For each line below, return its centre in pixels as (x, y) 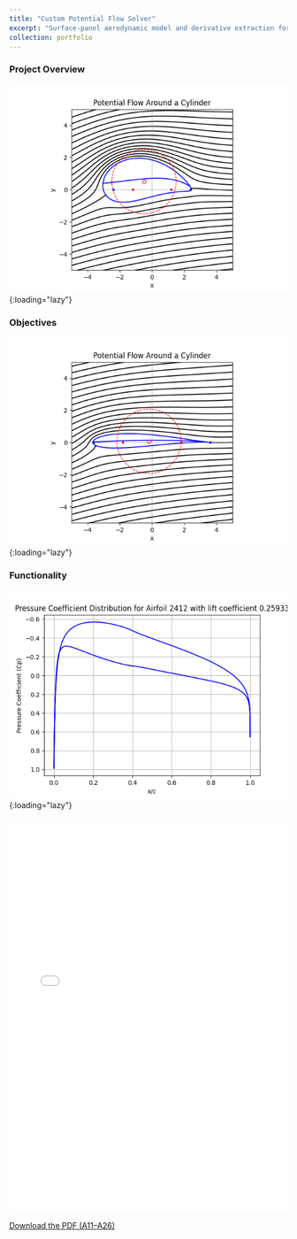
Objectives (33, 322)
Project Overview (47, 69)
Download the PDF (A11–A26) (62, 1225)
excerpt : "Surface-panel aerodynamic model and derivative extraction (142, 28)
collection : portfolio (51, 37)
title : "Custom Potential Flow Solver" (83, 19)
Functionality (38, 575)
